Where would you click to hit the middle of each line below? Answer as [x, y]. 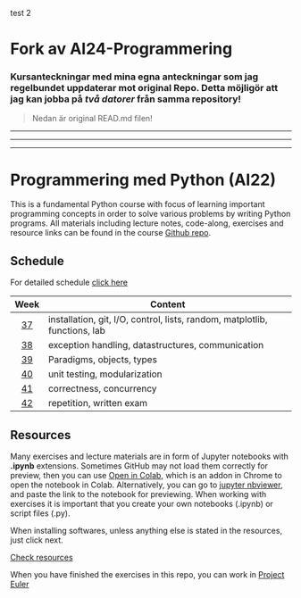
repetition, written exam [98, 403]
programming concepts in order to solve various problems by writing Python [150, 214]
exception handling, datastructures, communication [156, 345]
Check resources [42, 558]
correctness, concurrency [103, 389]
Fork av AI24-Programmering [121, 49]
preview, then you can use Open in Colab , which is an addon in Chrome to [146, 476]
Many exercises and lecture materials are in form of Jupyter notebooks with [150, 457]
